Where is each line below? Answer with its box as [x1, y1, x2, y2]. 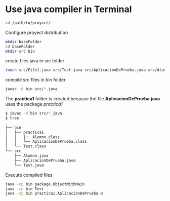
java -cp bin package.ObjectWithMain [5, 181, 85, 187]
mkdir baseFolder [5, 39, 42, 44]
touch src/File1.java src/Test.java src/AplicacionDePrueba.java [5, 67, 146, 73]
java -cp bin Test [5, 186, 44, 191]
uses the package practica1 [5, 101, 63, 107]
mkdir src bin [5, 49, 35, 54]
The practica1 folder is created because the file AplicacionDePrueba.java [5, 96, 160, 102]
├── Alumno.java [14, 153, 49, 158]
